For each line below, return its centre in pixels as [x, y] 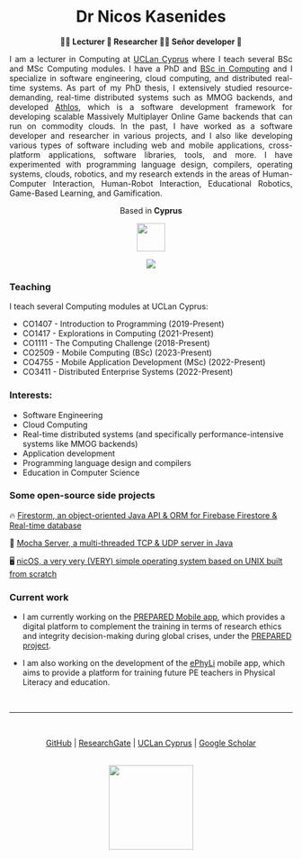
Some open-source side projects [82, 496]
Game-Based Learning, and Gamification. [86, 193]
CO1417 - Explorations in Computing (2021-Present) [118, 334]
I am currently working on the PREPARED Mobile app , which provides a [154, 617]
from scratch [33, 573]
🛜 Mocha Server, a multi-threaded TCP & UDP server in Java [121, 543]
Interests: [31, 396]
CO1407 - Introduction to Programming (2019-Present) [123, 324]
